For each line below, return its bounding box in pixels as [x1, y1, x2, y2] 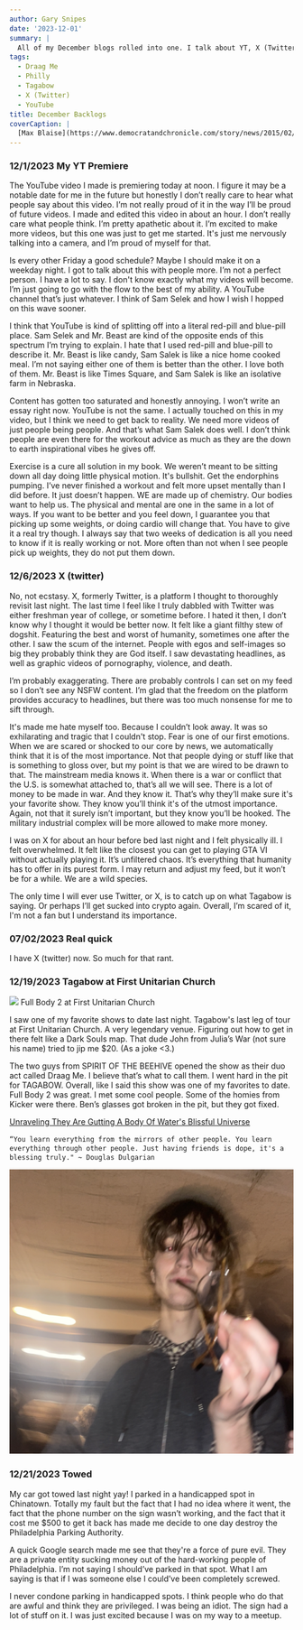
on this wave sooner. [9, 303, 87, 314]
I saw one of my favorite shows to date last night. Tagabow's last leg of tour [9, 1014, 291, 1025]
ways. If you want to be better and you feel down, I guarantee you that [9, 509, 271, 520]
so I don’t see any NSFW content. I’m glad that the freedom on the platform [9, 684, 289, 695]
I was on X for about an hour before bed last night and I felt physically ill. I [9, 835, 283, 846]
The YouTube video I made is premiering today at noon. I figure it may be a [9, 181, 287, 191]
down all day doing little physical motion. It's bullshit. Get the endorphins [9, 470, 280, 482]
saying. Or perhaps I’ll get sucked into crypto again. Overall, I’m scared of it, [9, 900, 291, 911]
